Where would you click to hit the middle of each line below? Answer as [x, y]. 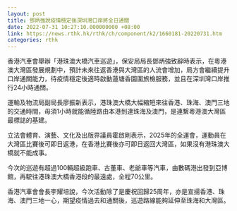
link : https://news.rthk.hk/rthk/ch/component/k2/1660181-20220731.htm [115, 34]
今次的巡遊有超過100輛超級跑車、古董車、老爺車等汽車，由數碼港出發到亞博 [117, 168]
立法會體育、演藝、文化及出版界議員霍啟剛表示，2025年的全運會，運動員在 [117, 135]
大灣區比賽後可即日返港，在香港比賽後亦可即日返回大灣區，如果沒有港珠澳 [115, 144]
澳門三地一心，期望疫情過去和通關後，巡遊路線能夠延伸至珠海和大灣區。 [124, 200]
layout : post [26, 14]
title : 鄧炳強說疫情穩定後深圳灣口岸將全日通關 [68, 20]
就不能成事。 [32, 153]
